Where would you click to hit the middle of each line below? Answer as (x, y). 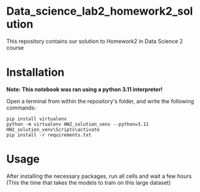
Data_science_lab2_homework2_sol (100, 11)
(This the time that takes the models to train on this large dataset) (89, 182)
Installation (35, 72)
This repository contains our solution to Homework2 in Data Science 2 (95, 41)
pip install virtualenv (37, 119)
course (15, 48)
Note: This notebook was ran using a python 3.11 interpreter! (85, 89)
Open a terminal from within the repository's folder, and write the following (100, 101)
